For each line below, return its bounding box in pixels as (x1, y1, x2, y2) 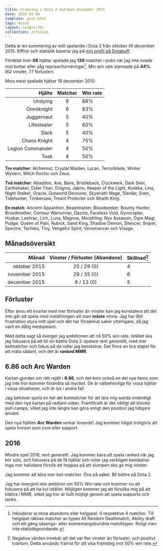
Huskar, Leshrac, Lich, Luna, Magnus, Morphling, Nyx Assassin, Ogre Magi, (5, 215, 156, 221)
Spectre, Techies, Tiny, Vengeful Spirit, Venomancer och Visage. (5, 225, 134, 231)
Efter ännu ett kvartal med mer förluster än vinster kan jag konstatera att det (5, 308, 157, 314)
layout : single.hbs (5, 25, 45, 30)
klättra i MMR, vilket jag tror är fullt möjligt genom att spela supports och (5, 491, 149, 497)
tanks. (5, 497, 17, 502)
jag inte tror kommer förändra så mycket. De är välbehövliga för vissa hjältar (5, 380, 157, 386)
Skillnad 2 (127, 254, 149, 261)
